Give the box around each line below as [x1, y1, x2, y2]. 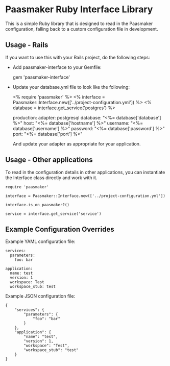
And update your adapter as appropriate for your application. [12, 140, 141, 147]
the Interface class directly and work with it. [5, 175, 98, 181]
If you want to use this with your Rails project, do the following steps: [5, 54, 151, 60]
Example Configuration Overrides [5, 225, 114, 233]
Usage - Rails [5, 41, 48, 50]
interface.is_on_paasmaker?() [5, 202, 70, 207]
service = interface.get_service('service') [5, 211, 102, 216]
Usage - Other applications [5, 156, 93, 164]
